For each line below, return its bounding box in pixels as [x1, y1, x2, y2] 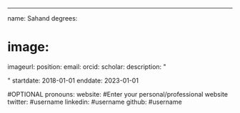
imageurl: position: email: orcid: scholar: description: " [7, 62, 166, 71]
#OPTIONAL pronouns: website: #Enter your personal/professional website [7, 90, 229, 98]
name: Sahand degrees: [7, 14, 78, 22]
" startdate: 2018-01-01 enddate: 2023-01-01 [7, 76, 139, 85]
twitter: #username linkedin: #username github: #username [7, 97, 182, 106]
